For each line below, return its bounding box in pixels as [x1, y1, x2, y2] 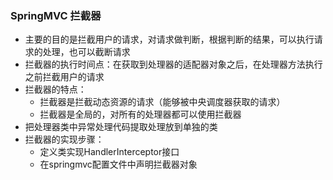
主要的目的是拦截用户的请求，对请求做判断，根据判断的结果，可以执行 [24, 33, 315, 46]
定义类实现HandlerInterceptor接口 [39, 146, 180, 158]
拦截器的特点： [24, 83, 87, 96]
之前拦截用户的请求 [24, 71, 105, 83]
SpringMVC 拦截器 [10, 8, 102, 22]
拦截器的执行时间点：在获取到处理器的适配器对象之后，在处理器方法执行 [24, 58, 323, 71]
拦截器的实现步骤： [24, 133, 105, 146]
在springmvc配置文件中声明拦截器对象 [39, 158, 198, 171]
